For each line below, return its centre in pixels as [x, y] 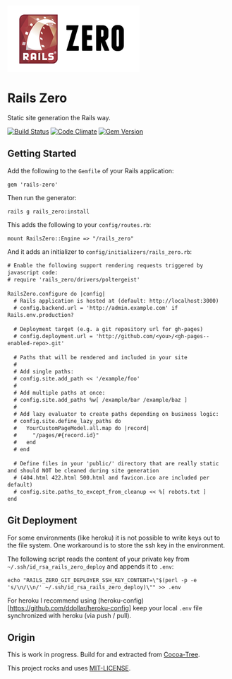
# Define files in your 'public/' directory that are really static [116, 463]
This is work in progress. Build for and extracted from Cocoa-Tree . [104, 655]
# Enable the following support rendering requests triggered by [105, 265]
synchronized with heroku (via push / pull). [69, 615]
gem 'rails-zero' [33, 185]
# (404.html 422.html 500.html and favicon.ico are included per [112, 477]
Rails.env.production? [41, 315]
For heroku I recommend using [52, 600]
